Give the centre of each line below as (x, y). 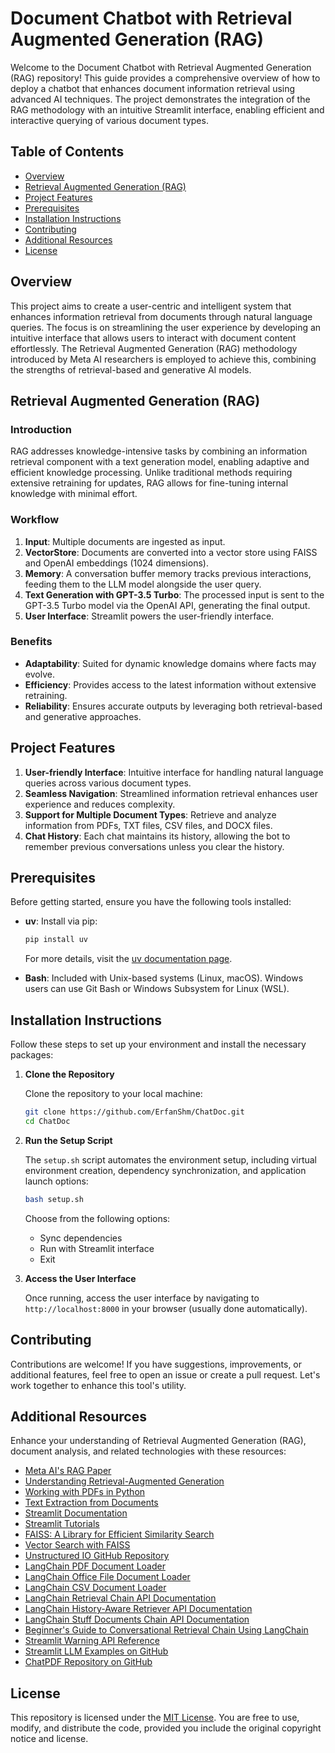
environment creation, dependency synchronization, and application (165, 1170)
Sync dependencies (81, 1238)
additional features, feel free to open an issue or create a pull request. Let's (165, 1374)
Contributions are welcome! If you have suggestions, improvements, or (156, 1364)
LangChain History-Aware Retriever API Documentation (138, 1609)
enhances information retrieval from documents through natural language (161, 316)
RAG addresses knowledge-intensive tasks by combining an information (159, 451)
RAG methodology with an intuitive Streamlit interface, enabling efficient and (167, 109)
